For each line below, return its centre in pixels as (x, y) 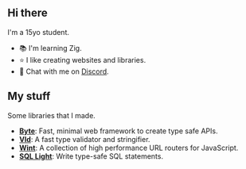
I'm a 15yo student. (38, 32)
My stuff (29, 96)
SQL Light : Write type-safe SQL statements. (91, 156)
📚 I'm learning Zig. (50, 48)
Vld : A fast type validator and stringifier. (84, 139)
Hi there (28, 13)
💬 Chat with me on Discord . (64, 71)
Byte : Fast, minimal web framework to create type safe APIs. (118, 131)
